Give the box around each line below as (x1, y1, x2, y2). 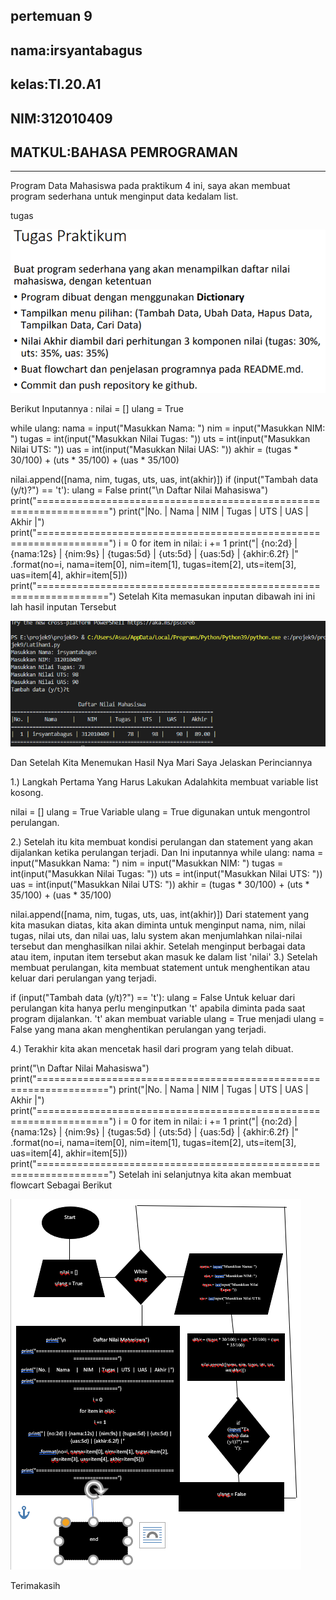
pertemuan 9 (10, 8, 93, 25)
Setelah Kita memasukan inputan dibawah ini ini (118, 590, 316, 602)
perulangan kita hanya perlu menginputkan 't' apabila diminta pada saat (10, 1002, 306, 1014)
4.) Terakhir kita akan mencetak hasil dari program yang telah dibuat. (10, 1042, 294, 1054)
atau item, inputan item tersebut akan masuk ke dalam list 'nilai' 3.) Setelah (10, 950, 318, 963)
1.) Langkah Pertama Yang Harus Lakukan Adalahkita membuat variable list (10, 775, 319, 788)
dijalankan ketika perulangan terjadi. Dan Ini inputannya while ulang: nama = (10, 846, 324, 858)
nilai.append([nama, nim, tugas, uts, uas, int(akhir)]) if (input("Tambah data (10, 473, 319, 485)
